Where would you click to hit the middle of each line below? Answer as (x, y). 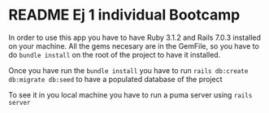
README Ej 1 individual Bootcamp (124, 15)
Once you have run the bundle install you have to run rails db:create (128, 70)
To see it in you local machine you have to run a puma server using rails (130, 94)
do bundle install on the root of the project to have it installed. (115, 54)
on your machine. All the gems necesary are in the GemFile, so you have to (134, 46)
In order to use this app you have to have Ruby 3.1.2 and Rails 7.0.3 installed (135, 37)
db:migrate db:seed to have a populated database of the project (115, 79)
